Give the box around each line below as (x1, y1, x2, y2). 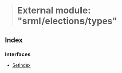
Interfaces (5, 51, 31, 58)
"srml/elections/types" (17, 15, 117, 27)
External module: (17, 5, 91, 16)
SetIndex (12, 62, 31, 68)
